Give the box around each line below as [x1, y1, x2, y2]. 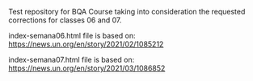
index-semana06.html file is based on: [8, 31, 136, 40]
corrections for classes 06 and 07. [8, 15, 122, 25]
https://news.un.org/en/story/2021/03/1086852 [8, 63, 166, 73]
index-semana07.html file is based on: [8, 55, 135, 64]
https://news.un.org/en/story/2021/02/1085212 [8, 39, 164, 49]
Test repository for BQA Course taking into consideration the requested [8, 7, 246, 16]
